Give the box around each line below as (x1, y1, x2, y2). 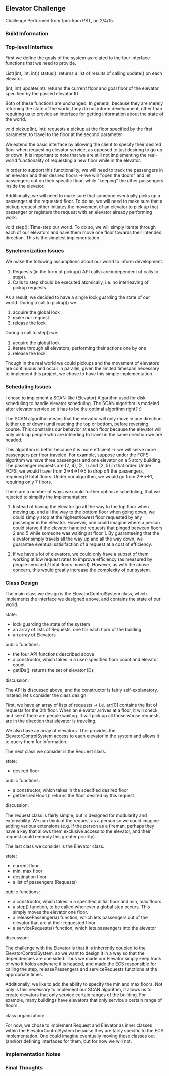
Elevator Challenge (5, 4, 66, 13)
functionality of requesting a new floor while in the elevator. (18, 157, 142, 163)
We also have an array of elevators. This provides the (5, 727, 116, 733)
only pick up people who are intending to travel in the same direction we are (5, 431, 162, 437)
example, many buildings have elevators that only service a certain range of (5, 997, 162, 1003)
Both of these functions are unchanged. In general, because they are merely (5, 100, 163, 106)
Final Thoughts (5, 1064, 43, 1071)
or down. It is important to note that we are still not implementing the (5, 152, 147, 158)
